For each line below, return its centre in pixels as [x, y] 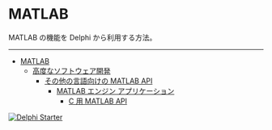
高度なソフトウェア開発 [71, 70]
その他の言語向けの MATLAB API [98, 81]
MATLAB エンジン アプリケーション [115, 90]
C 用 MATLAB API [98, 101]
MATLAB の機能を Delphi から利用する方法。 [83, 37]
